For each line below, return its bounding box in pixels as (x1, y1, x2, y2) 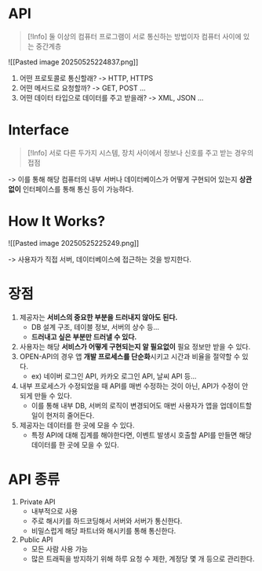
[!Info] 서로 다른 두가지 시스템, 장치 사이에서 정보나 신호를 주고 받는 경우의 (27, 148, 254, 157)
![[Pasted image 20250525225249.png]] (8, 238, 140, 247)
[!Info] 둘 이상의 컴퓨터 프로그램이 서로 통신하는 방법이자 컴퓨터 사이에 (27, 31, 242, 41)
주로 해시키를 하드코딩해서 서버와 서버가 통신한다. (31, 516, 183, 525)
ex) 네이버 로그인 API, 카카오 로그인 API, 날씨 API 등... (31, 371, 198, 381)
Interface (8, 121, 69, 139)
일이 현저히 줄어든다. (31, 410, 95, 420)
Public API (19, 535, 53, 544)
